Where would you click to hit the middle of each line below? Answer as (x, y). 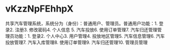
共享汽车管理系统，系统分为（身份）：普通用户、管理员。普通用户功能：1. (81, 23)
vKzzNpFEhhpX (39, 9)
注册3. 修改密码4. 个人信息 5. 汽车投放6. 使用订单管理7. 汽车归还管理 (86, 30)
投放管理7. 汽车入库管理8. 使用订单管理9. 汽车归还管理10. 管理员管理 (76, 42)
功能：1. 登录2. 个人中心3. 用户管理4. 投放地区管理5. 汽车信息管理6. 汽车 (90, 36)
